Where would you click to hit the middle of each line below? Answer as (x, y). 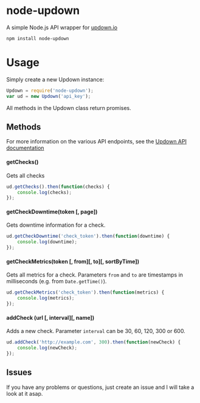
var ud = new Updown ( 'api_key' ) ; (49, 96)
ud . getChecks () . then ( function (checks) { (58, 187)
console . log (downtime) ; (47, 242)
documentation (25, 148)
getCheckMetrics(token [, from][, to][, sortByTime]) (73, 261)
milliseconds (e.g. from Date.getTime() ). (57, 281)
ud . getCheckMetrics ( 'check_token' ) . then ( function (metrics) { (85, 292)
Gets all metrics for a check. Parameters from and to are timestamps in (95, 275)
